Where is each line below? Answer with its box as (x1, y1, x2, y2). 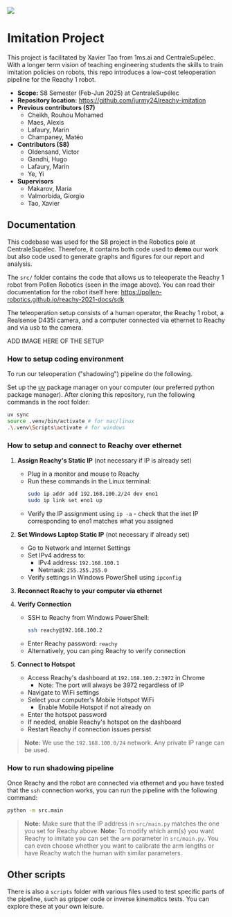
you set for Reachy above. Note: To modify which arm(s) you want (24, 826, 215, 835)
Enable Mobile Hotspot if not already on (37, 703, 151, 711)
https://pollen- (121, 287, 162, 296)
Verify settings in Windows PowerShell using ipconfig (27, 573, 182, 581)
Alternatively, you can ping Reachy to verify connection (27, 646, 186, 655)
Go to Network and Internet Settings (27, 544, 132, 552)
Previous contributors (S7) (17, 103, 96, 112)
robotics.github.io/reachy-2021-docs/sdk (7, 295, 125, 303)
